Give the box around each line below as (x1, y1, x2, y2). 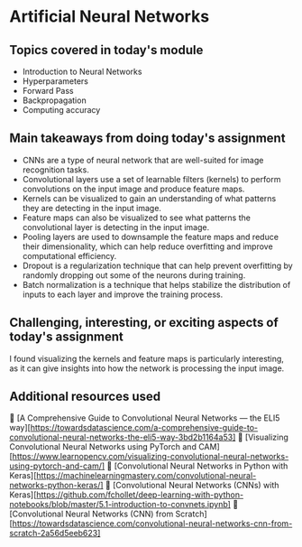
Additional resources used (9, 389, 161, 404)
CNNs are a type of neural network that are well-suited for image (22, 154, 264, 165)
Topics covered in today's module (9, 42, 204, 58)
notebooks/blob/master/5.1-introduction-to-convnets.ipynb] (9, 499, 232, 510)
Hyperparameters (22, 76, 88, 87)
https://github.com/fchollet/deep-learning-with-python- (35, 489, 244, 500)
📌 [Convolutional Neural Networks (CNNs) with (105, 480, 279, 491)
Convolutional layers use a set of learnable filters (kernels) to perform (22, 173, 281, 184)
